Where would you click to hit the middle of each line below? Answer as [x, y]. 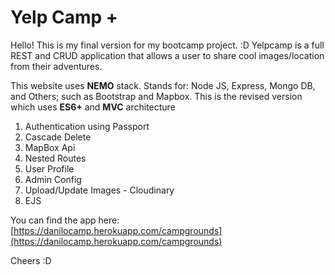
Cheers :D [31, 260]
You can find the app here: [65, 220]
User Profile [49, 168]
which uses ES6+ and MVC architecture [93, 107]
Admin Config [53, 179]
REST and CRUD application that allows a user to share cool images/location [167, 55]
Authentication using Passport [87, 126]
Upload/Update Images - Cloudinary [99, 190]
